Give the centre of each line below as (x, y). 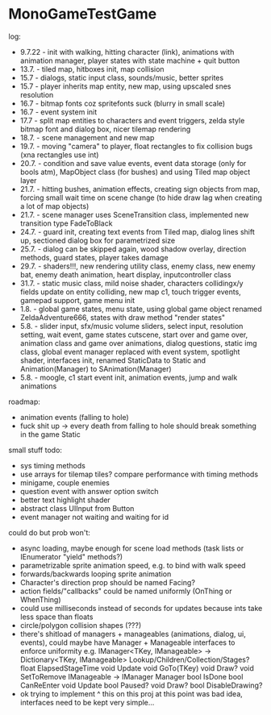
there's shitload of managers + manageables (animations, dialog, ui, (133, 634)
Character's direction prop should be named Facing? (108, 582)
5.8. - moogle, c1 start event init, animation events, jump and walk (129, 377)
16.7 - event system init (58, 112)
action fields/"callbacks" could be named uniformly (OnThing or (126, 591)
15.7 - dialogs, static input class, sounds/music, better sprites (122, 77)
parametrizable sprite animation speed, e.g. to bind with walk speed (133, 565)
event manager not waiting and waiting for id (94, 517)
